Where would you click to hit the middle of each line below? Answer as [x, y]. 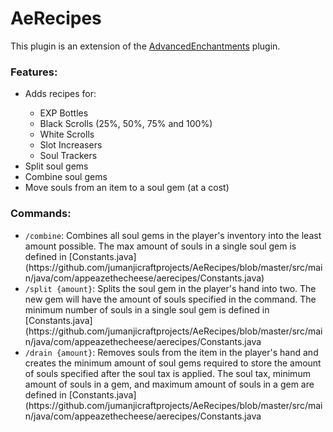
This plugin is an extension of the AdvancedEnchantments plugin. [145, 46]
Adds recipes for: [60, 94]
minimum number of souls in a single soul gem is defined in [147, 309]
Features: [34, 72]
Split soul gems [56, 166]
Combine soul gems [66, 177]
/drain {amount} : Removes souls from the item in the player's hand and [171, 352]
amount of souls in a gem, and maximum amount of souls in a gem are [169, 384]
